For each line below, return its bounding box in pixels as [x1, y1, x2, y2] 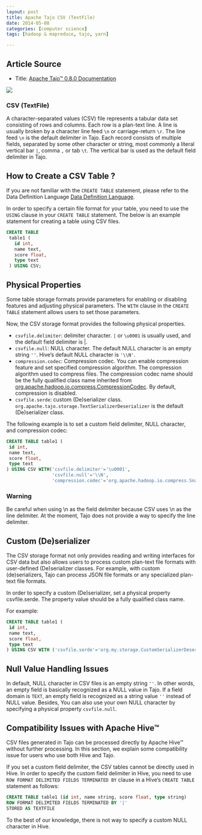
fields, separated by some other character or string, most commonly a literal [6, 140, 195, 148]
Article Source [6, 58, 62, 69]
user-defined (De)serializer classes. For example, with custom [6, 565, 161, 572]
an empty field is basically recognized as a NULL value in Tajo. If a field [6, 686, 183, 693]
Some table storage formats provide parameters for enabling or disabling [6, 295, 187, 303]
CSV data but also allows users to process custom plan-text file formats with [6, 558, 196, 566]
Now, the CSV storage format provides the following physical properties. [6, 320, 186, 327]
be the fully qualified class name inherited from [14, 376, 132, 383]
